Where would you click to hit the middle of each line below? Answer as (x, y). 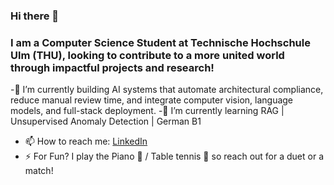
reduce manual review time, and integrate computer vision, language (152, 100)
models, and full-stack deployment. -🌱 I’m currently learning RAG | (147, 111)
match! (39, 171)
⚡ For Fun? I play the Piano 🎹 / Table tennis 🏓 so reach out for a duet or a (174, 156)
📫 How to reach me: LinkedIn (86, 141)
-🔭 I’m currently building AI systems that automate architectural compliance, (167, 90)
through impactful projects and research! (112, 67)
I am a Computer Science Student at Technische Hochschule (160, 42)
